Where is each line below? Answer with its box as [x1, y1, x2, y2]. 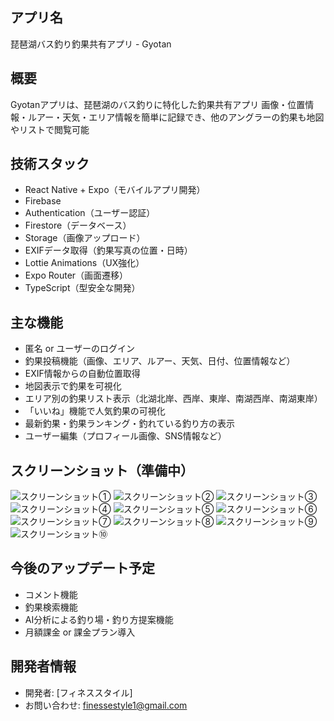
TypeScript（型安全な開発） [24, 282, 141, 294]
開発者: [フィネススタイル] [24, 686, 133, 698]
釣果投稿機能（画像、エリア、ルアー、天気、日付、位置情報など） [24, 355, 296, 367]
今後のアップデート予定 [10, 560, 155, 577]
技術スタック [10, 156, 90, 173]
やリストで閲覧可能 [10, 123, 90, 135]
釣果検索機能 [24, 601, 78, 613]
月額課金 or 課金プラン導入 [24, 626, 136, 638]
